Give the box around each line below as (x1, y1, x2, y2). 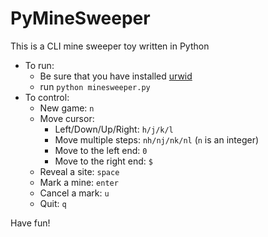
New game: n (39, 102, 95, 114)
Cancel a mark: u (39, 187, 110, 199)
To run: (24, 59, 55, 71)
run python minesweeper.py (39, 80, 151, 92)
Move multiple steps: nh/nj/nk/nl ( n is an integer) (54, 133, 260, 146)
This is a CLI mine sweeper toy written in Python (10, 40, 210, 52)
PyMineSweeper (10, 7, 151, 30)
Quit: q (39, 197, 67, 209)
